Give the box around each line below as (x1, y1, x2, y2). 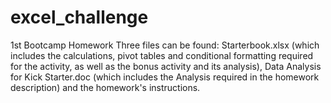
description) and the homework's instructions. (10, 81, 201, 93)
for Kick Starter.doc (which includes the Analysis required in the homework (10, 71, 320, 83)
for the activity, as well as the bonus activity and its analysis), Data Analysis (10, 60, 322, 72)
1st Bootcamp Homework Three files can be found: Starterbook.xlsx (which (10, 39, 320, 51)
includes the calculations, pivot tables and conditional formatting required (10, 49, 314, 61)
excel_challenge (10, 6, 149, 29)
